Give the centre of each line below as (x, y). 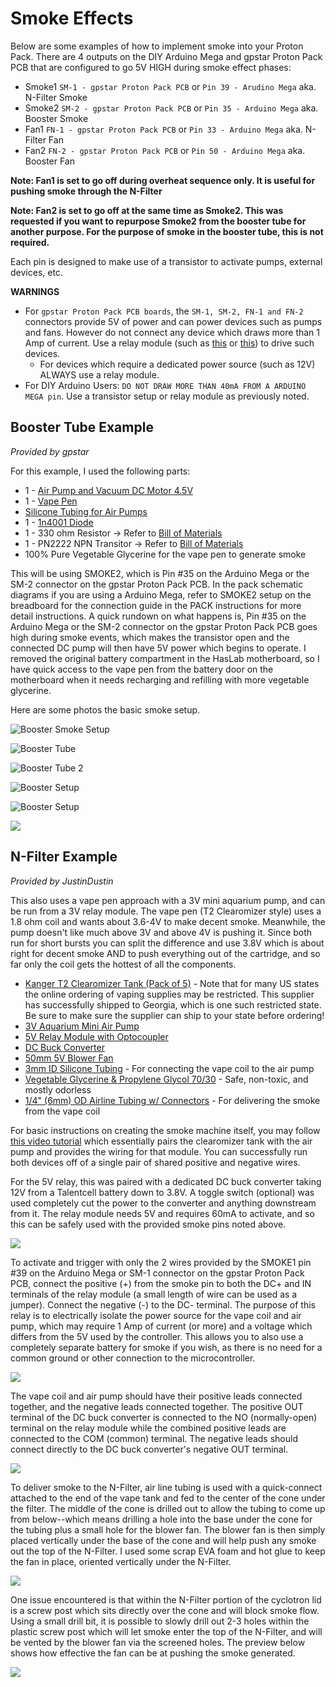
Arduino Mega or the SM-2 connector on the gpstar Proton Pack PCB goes (164, 626)
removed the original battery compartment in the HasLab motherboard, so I (165, 658)
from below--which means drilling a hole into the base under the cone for (161, 1519)
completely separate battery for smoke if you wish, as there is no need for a (166, 1347)
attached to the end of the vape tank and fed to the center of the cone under (168, 1498)
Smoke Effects (72, 18)
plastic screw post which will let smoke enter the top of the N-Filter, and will (166, 1631)
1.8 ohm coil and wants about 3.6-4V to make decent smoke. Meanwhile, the (168, 921)
